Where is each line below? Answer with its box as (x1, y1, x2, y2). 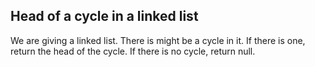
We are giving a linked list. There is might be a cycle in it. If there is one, (10, 34, 306, 46)
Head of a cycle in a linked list (10, 8, 199, 25)
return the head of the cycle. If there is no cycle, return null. (10, 45, 256, 57)
